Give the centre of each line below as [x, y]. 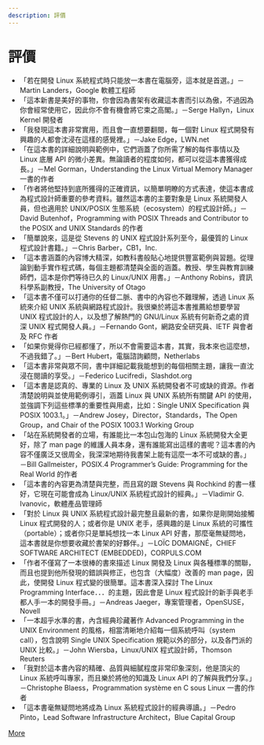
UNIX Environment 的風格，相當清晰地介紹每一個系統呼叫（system [127, 630]
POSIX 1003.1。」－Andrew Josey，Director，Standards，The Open [128, 415]
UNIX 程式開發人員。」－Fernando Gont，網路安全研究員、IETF [130, 326]
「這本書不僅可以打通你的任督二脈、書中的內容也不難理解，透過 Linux [132, 297]
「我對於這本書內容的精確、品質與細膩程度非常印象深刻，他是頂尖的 [130, 668]
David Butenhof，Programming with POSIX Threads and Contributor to [134, 218]
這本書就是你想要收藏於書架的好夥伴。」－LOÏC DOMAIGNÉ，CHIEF [128, 543]
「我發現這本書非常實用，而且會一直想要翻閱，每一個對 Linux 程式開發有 [137, 129]
